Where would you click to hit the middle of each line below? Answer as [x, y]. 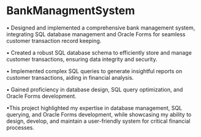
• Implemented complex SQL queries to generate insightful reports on [94, 71]
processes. [21, 127]
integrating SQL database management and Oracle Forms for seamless [96, 34]
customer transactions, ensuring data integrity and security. [82, 59]
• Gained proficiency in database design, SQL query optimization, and [95, 89]
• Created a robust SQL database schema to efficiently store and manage [99, 52]
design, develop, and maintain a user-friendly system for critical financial [98, 121]
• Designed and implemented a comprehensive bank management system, [101, 28]
